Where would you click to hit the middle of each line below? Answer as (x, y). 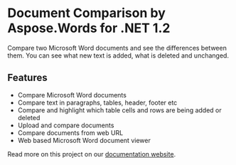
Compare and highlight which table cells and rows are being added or (119, 110)
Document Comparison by (86, 13)
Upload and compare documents (66, 125)
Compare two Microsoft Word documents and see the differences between (117, 48)
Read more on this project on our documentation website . (92, 154)
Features (27, 78)
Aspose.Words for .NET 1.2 (89, 28)
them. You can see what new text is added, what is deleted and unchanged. (118, 55)
